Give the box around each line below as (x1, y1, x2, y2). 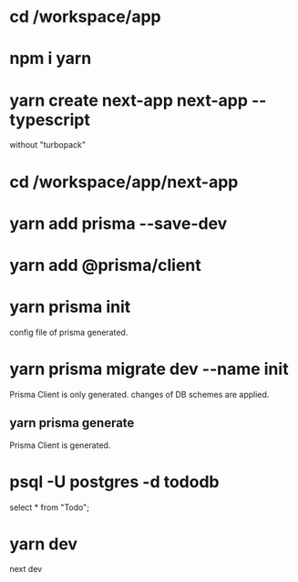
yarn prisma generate (9, 415, 135, 431)
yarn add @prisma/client (9, 255, 202, 275)
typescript (9, 109, 91, 130)
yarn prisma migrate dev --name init (9, 359, 289, 379)
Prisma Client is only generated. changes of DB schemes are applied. (9, 389, 270, 400)
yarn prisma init (9, 296, 131, 317)
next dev (9, 564, 43, 575)
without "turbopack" (9, 140, 87, 151)
